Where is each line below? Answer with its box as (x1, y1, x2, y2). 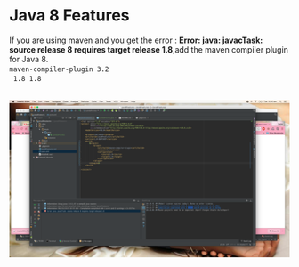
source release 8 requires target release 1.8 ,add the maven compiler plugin (9, 44, 289, 54)
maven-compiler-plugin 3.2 (9, 64, 109, 74)
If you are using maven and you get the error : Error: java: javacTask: (9, 35, 263, 45)
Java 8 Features (9, 5, 131, 26)
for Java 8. (9, 53, 49, 64)
